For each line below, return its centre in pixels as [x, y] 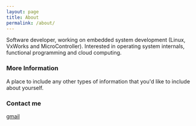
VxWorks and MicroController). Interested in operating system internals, [96, 46]
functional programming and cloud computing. [64, 53]
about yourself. [25, 88]
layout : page [23, 12]
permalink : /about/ [31, 23]
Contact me [24, 103]
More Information [32, 68]
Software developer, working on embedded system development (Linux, [96, 40]
